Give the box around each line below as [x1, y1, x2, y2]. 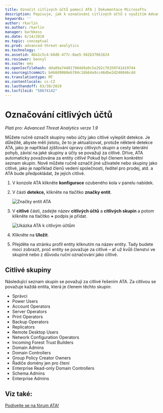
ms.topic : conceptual [5, 39, 49, 44]
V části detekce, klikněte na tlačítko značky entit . [12, 190, 112, 195]
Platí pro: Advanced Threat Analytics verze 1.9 [5, 125, 98, 131]
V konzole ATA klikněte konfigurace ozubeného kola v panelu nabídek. [12, 180, 154, 186]
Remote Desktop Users [12, 329, 59, 335]
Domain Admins [12, 345, 44, 350]
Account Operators [12, 303, 50, 309]
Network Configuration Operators [12, 334, 80, 340]
